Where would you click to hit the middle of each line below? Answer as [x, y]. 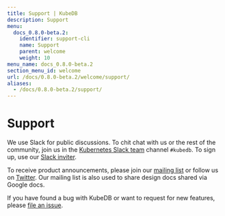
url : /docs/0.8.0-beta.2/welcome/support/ [68, 77]
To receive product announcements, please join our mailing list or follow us [113, 170]
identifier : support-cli [55, 39]
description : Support [38, 20]
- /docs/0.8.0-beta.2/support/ [58, 90]
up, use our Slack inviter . [42, 157]
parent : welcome [43, 52]
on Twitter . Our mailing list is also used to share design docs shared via [107, 178]
